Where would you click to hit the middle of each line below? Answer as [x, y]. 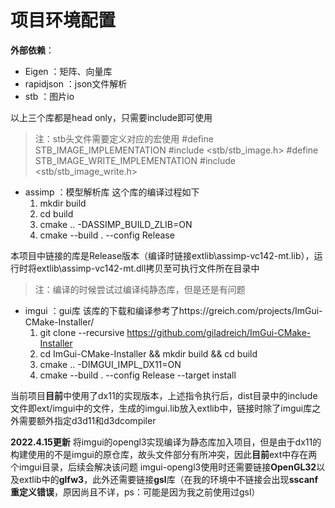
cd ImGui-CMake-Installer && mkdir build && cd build [148, 353]
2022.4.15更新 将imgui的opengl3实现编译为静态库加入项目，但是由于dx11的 [166, 442]
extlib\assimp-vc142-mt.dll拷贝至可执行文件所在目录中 [148, 268]
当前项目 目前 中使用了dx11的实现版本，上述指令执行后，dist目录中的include [164, 395]
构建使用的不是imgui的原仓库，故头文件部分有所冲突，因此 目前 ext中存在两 [164, 454]
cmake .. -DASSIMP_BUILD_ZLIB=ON [116, 224]
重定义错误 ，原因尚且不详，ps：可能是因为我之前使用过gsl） [135, 492]
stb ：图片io [49, 96]
